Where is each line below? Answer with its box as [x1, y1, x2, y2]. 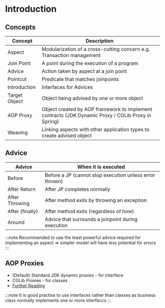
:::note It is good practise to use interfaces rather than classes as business [5, 292, 156, 298]
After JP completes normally [45, 185, 110, 192]
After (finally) [7, 207, 38, 214]
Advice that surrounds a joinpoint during [45, 216, 138, 223]
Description [85, 38, 114, 44]
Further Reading [12, 282, 45, 288]
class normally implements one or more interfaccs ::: [5, 297, 111, 303]
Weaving [7, 129, 28, 136]
